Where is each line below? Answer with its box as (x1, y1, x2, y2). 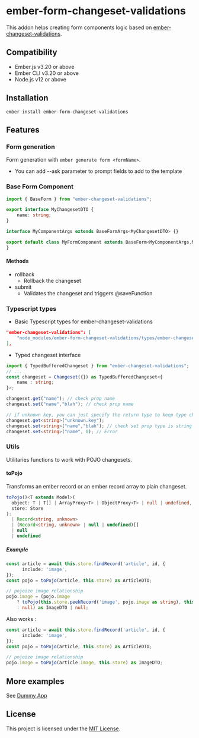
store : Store (11, 505, 44, 512)
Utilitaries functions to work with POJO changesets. (6, 456, 132, 463)
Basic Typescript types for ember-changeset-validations (14, 318, 153, 325)
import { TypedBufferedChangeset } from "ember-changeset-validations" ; (6, 362, 190, 369)
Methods (6, 257, 29, 265)
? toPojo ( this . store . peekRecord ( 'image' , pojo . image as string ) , (17, 599, 182, 605)
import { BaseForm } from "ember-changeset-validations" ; (6, 196, 152, 202)
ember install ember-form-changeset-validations (6, 109, 129, 115)
